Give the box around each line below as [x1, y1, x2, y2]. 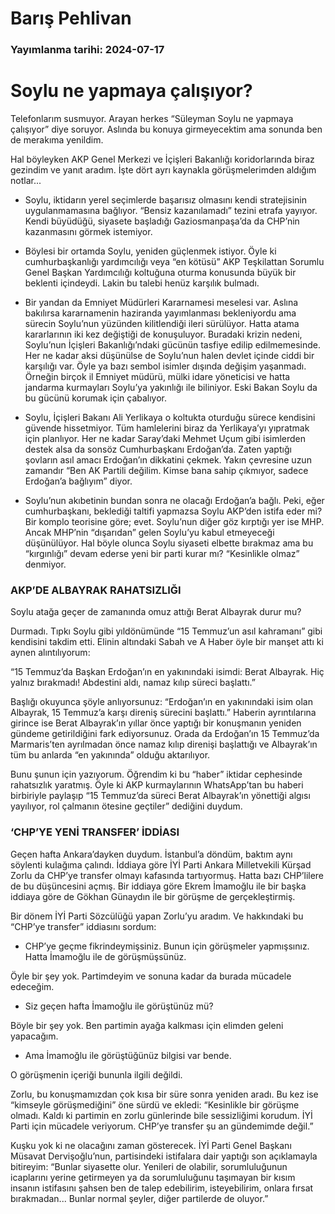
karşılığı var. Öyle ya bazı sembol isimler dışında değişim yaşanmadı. [24, 360, 307, 372]
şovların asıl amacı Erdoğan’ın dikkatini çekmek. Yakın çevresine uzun [24, 454, 312, 466]
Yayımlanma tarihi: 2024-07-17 [10, 43, 165, 57]
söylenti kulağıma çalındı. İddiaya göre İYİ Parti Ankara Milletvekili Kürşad [10, 858, 312, 871]
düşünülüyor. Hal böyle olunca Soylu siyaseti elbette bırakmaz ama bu [24, 537, 314, 549]
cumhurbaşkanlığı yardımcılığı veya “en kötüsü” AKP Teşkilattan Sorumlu [24, 256, 325, 268]
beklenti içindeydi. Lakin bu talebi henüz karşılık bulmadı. [24, 277, 260, 289]
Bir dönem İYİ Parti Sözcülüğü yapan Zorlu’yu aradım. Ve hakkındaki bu [10, 910, 304, 922]
